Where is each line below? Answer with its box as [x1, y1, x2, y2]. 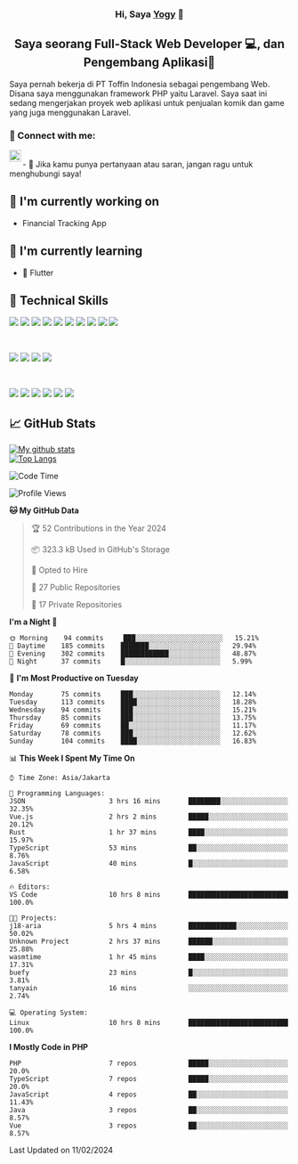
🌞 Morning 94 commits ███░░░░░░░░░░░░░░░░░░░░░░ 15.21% [9, 634, 260, 643]
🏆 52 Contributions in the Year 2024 [30, 523, 167, 533]
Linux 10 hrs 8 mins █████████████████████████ [9, 1019, 289, 1028]
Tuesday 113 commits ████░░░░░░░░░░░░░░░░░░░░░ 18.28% [9, 698, 256, 707]
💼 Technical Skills [9, 293, 109, 308]
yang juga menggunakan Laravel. [9, 107, 132, 118]
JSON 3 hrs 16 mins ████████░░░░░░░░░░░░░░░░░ [9, 797, 289, 806]
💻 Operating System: [9, 1008, 89, 1018]
